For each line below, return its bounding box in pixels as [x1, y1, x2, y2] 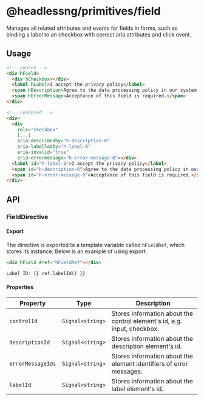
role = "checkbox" [17, 127, 59, 133]
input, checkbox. [111, 324, 159, 333]
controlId [9, 318, 38, 324]
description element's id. [111, 342, 182, 350]
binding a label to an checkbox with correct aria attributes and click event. [6, 30, 192, 38]
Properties [6, 284, 34, 291]
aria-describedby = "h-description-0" [17, 138, 110, 144]
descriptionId [9, 339, 50, 346]
